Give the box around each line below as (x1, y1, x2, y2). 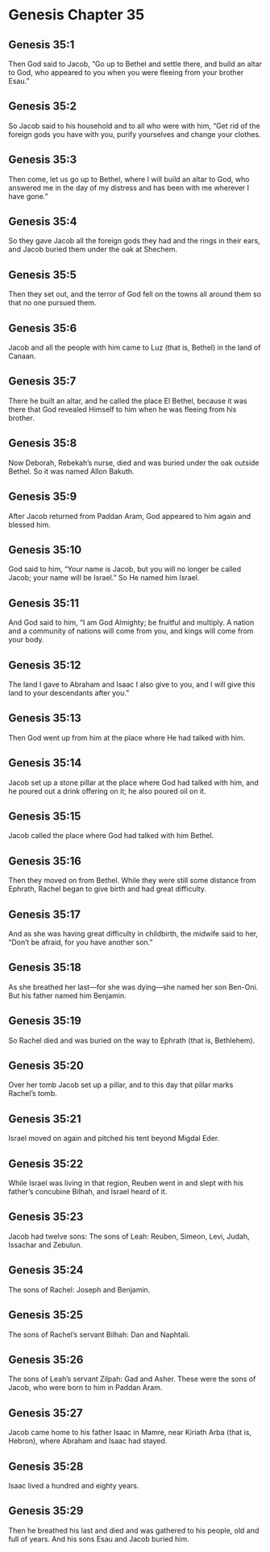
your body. (8, 635, 44, 645)
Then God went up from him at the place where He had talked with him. (8, 732, 246, 742)
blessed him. (8, 520, 51, 529)
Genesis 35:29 (8, 1504, 84, 1518)
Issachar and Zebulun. (8, 1239, 83, 1250)
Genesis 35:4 (8, 215, 77, 229)
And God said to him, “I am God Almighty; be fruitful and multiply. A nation (8, 618, 255, 628)
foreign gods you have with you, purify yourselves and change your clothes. (8, 129, 261, 139)
